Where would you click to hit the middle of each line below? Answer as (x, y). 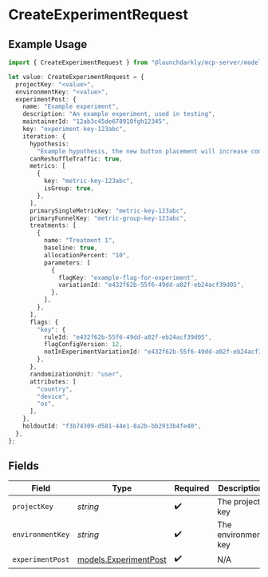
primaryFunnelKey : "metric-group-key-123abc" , (108, 218)
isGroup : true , (69, 189)
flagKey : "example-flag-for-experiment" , (128, 277)
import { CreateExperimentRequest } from (78, 62)
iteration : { (44, 136)
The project (238, 502)
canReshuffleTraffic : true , (76, 159)
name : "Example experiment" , (71, 107)
